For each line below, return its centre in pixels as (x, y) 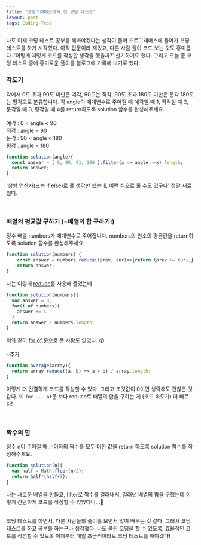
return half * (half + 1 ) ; (40, 476)
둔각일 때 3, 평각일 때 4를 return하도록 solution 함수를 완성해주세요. (86, 109)
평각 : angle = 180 (28, 145)
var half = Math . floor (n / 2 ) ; (48, 471)
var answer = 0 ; (32, 300)
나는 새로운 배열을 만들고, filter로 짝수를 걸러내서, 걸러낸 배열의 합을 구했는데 (95, 494)
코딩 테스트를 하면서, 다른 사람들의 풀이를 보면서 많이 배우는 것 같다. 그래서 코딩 (99, 520)
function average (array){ (38, 366)
